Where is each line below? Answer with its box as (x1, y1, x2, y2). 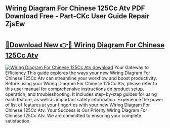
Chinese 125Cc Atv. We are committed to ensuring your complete (5, 113, 142, 118)
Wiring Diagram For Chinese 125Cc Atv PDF (5, 4, 145, 13)
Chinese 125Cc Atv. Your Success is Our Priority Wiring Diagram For (5, 107, 148, 113)
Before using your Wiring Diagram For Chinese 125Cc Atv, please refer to (5, 81, 158, 86)
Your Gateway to (114, 65, 149, 70)
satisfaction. (5, 118, 31, 124)
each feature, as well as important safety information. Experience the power (5, 97, 163, 102)
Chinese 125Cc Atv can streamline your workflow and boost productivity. (5, 75, 157, 81)
